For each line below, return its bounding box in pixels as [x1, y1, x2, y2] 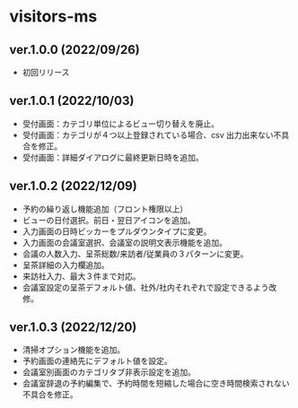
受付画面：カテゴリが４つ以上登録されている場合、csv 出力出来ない [22, 129, 274, 140]
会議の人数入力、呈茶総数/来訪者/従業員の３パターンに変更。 [22, 248, 249, 259]
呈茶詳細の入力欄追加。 [22, 259, 110, 270]
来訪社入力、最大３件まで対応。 [22, 271, 141, 282]
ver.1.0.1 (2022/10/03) [9, 93, 135, 109]
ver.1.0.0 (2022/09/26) [9, 42, 141, 57]
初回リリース [22, 67, 70, 77]
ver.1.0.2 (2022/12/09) [9, 178, 137, 194]
